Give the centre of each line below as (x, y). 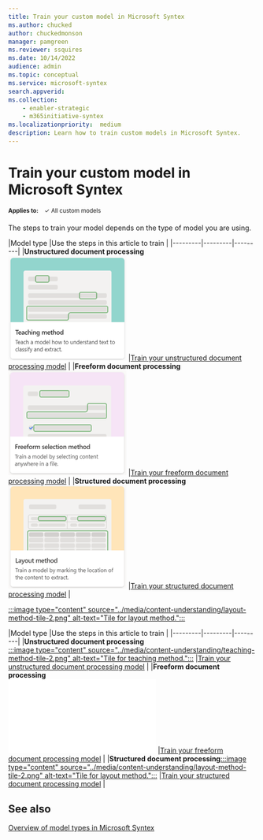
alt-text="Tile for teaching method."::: (133, 659)
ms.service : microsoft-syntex (58, 83)
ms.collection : (33, 100)
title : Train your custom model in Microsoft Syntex (96, 17)
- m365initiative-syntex (63, 117)
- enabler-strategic (56, 108)
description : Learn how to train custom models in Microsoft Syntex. (125, 133)
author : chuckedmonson (45, 33)
